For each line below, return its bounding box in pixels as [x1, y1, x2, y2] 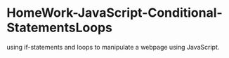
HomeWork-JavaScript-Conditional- [6, 5, 223, 21]
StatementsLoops [6, 20, 113, 36]
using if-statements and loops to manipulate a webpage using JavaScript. [6, 43, 220, 51]
